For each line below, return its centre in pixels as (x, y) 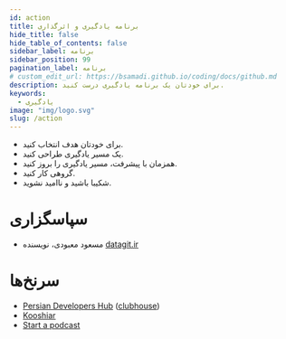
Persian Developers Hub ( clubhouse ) (91, 306)
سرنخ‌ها (35, 281)
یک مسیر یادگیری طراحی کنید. (73, 154)
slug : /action (36, 118)
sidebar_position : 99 (50, 60)
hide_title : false (44, 34)
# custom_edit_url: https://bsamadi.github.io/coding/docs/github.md (143, 77)
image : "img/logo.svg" (52, 110)
